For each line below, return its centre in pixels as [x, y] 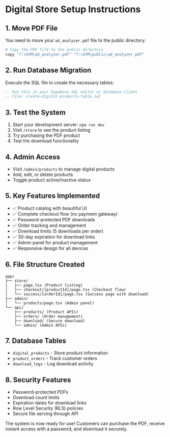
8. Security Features [38, 380]
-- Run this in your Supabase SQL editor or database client [72, 92]
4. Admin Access [33, 157]
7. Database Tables [36, 341]
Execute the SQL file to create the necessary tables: [60, 82]
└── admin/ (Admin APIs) [41, 325]
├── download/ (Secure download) [50, 321]
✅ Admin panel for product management [55, 242]
